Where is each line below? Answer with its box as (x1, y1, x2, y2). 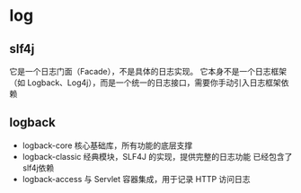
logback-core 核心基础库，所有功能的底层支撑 (22, 140, 193, 151)
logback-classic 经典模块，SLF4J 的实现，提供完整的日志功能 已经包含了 (22, 151, 293, 162)
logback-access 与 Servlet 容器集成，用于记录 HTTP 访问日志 (22, 173, 251, 184)
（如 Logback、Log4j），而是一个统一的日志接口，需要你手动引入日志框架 (9, 77, 281, 88)
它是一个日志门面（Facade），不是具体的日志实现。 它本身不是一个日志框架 (9, 66, 288, 76)
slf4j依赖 (22, 162, 55, 173)
